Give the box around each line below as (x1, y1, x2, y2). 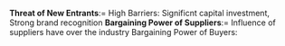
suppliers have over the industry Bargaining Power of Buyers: (9, 27, 238, 37)
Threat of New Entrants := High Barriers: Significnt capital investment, (9, 8, 270, 18)
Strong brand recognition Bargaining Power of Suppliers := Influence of (9, 17, 276, 28)
